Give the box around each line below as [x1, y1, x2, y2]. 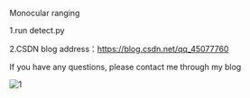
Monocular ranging [9, 8, 80, 18]
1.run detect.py [9, 25, 65, 35]
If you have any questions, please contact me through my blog [9, 62, 242, 72]
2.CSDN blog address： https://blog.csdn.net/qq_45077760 [9, 44, 229, 54]
